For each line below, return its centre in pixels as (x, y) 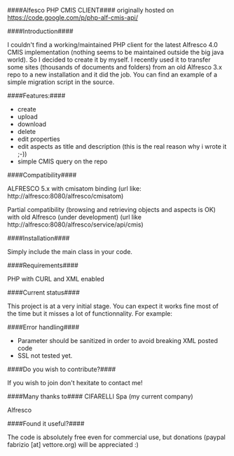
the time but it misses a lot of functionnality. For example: (90, 314)
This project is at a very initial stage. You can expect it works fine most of (113, 306)
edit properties (39, 139)
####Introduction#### (40, 31)
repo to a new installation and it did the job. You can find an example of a (112, 74)
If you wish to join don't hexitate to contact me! (75, 383)
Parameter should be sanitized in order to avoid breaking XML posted (118, 341)
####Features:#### (36, 95)
